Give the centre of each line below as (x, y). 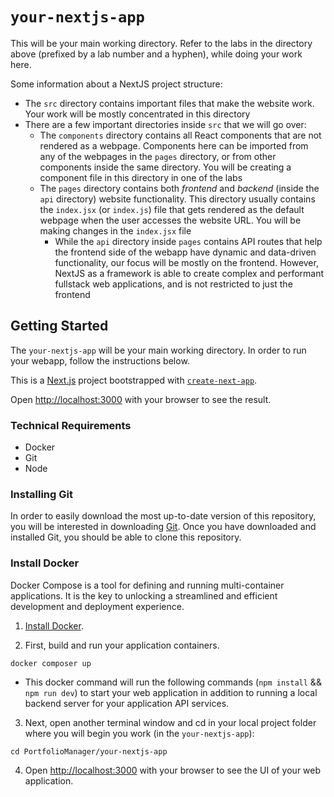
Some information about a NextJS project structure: (116, 84)
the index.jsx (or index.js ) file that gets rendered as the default (172, 209)
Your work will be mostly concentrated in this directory (137, 114)
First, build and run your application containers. (122, 645)
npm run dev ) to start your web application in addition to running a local (171, 692)
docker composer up (51, 663)
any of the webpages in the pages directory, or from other (158, 156)
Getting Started (59, 326)
